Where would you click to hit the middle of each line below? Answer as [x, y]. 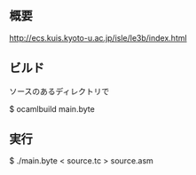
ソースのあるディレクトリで [59, 91]
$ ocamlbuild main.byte [52, 108]
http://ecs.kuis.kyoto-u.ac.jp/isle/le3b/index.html [98, 37]
